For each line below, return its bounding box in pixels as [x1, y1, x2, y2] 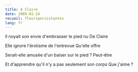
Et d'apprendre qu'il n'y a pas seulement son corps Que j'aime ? [5, 61, 134, 67]
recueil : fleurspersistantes [5, 16, 64, 21]
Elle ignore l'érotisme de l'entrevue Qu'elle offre [5, 43, 101, 48]
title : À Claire [5, 7, 38, 12]
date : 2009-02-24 [5, 12, 40, 16]
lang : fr [5, 20, 23, 25]
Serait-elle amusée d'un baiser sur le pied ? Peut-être [5, 52, 112, 58]
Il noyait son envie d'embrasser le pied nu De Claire [5, 34, 108, 39]
